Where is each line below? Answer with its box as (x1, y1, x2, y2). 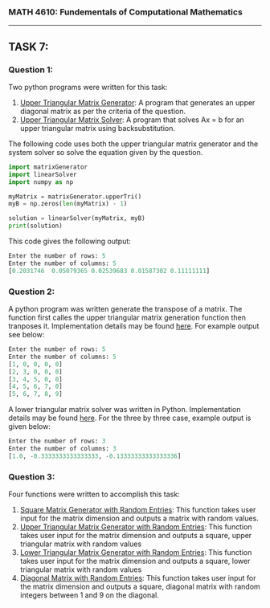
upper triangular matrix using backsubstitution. (19, 123, 175, 133)
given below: (8, 422, 51, 431)
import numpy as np (8, 178, 74, 186)
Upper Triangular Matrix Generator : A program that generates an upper (19, 97, 256, 107)
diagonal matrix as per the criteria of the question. (19, 106, 186, 116)
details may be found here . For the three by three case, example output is (8, 413, 252, 423)
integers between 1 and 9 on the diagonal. (19, 590, 159, 600)
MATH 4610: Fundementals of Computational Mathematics (8, 6, 243, 18)
